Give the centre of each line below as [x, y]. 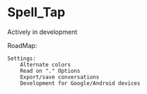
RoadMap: [22, 45]
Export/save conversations [60, 77]
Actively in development [42, 32]
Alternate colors [46, 64]
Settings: [22, 58]
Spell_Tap [36, 12]
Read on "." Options [50, 71]
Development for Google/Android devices [80, 83]
